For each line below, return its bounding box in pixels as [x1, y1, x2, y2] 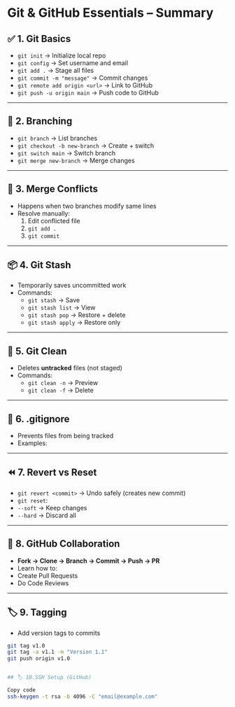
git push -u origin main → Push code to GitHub [17, 89, 159, 97]
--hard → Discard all [17, 511, 77, 519]
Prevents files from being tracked [17, 432, 114, 440]
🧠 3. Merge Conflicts [7, 183, 98, 195]
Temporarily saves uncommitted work [17, 281, 127, 290]
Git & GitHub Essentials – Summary [7, 5, 214, 21]
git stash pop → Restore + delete [27, 311, 126, 319]
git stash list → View [27, 303, 96, 312]
